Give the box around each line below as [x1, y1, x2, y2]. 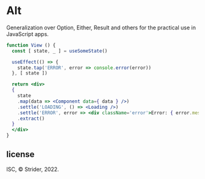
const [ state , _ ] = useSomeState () [12, 48, 108, 54]
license [6, 149, 35, 159]
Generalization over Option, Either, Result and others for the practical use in [6, 24, 196, 31]
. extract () [17, 115, 45, 122]
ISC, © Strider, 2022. [6, 166, 59, 173]
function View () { [6, 42, 56, 48]
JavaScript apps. [6, 30, 49, 37]
